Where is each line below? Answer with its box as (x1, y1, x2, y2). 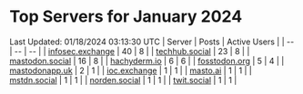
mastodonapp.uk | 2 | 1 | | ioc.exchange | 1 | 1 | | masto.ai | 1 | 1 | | (9, 65, 253, 76)
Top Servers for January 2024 (9, 6, 243, 27)
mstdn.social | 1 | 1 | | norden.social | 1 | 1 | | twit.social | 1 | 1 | (9, 74, 237, 85)
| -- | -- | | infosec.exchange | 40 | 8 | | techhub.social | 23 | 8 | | (9, 45, 250, 56)
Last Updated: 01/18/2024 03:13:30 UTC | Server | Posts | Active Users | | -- (9, 36, 295, 47)
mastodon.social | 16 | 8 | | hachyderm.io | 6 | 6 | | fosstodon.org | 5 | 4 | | (9, 55, 285, 66)
